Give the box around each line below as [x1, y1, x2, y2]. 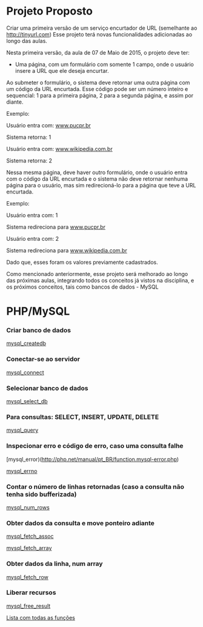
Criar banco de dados [6, 326, 72, 335]
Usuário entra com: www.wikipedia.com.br [6, 145, 113, 152]
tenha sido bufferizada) [6, 490, 77, 498]
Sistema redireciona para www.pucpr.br [6, 223, 106, 230]
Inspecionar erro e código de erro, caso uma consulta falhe [6, 441, 184, 450]
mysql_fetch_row [6, 573, 48, 580]
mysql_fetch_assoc [6, 532, 54, 540]
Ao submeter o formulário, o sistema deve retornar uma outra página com [6, 79, 190, 86]
